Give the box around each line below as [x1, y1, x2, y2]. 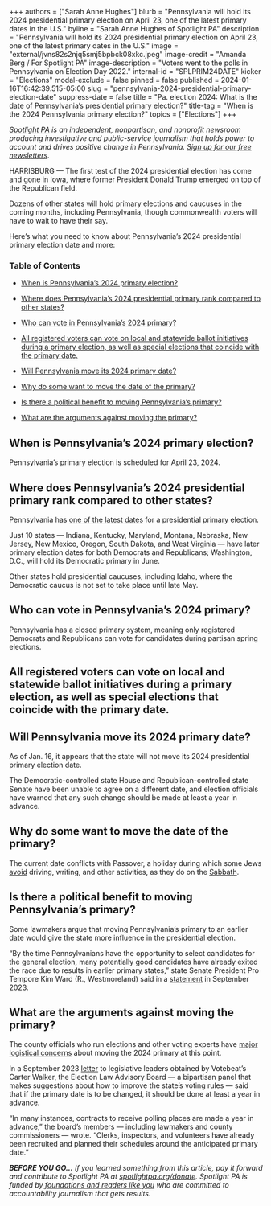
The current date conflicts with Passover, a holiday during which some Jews [9, 858, 262, 868]
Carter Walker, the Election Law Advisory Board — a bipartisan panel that [9, 1073, 252, 1082]
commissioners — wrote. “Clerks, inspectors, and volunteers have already [9, 1130, 255, 1140]
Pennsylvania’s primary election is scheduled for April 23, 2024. [9, 457, 220, 467]
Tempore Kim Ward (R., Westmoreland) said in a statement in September [9, 974, 250, 983]
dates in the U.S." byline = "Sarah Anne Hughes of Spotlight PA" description [9, 24, 260, 33]
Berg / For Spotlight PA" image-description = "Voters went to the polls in [9, 58, 248, 68]
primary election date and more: [9, 240, 116, 249]
